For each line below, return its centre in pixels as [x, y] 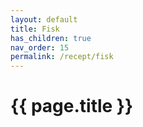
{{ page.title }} [72, 106]
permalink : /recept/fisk [62, 57]
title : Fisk [35, 29]
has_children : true [51, 38]
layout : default [44, 19]
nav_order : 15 [40, 47]
